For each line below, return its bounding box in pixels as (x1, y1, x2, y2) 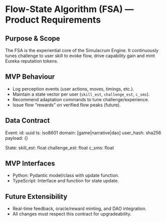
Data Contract (5, 116, 50, 125)
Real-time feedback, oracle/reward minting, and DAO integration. (12, 205, 147, 211)
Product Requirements (5, 14, 101, 26)
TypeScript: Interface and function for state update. (12, 178, 119, 184)
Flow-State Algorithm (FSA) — (5, 4, 134, 15)
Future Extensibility (5, 192, 68, 201)
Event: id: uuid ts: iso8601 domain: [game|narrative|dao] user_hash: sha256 (5, 129, 161, 136)
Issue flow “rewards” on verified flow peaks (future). (12, 102, 121, 108)
